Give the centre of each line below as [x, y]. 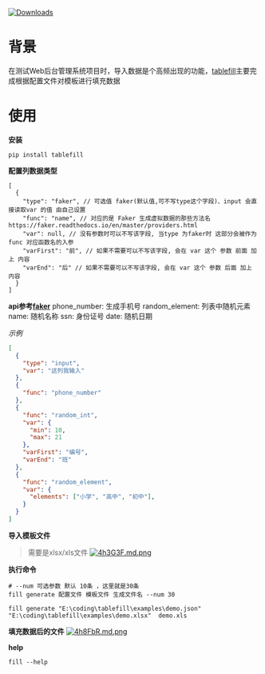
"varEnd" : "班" [47, 460]
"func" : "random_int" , [60, 415]
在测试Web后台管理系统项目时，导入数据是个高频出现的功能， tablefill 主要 [129, 70]
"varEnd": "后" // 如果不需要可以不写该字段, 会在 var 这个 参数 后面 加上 [138, 268]
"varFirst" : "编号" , [55, 453]
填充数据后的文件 [36, 631]
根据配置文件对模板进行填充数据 [67, 81]
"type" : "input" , [51, 363]
